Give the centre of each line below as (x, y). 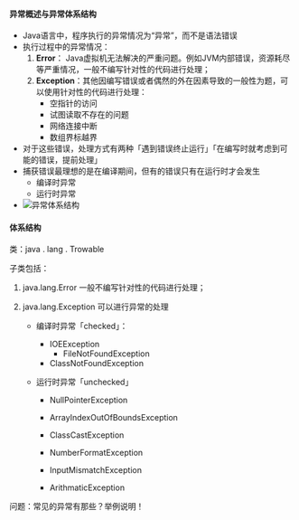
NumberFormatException (96, 453)
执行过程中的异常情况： (66, 47)
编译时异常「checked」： (82, 326)
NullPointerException (89, 400)
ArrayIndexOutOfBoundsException (114, 418)
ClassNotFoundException (97, 364)
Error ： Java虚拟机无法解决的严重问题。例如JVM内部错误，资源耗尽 (163, 58)
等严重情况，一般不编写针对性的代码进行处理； (123, 70)
